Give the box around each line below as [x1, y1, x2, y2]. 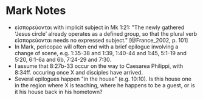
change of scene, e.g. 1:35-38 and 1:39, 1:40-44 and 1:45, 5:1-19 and [14, 49, 187, 56]
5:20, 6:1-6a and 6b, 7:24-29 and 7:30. [14, 56, 112, 63]
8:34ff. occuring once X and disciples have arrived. [14, 68, 143, 76]
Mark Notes [5, 4, 66, 18]
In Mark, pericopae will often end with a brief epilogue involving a [14, 43, 179, 50]
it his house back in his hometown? [14, 88, 103, 95]
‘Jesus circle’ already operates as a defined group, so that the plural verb [14, 30, 198, 37]
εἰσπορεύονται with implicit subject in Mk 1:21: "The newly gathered [14, 24, 185, 31]
